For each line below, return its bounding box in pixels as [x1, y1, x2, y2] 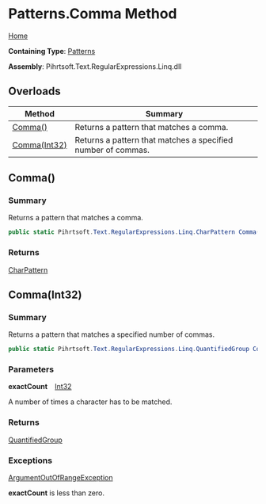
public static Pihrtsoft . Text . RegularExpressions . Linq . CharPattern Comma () [8, 228, 264, 236]
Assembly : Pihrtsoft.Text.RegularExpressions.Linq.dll [8, 61, 182, 71]
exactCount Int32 [8, 382, 72, 391]
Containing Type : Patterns [8, 46, 96, 55]
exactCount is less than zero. [8, 488, 105, 498]
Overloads [8, 85, 61, 98]
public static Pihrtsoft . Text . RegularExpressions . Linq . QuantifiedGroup [8, 346, 249, 353]
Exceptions [8, 455, 53, 466]
